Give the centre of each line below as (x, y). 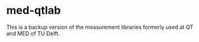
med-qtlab (34, 10)
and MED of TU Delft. (33, 33)
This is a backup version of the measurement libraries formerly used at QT (100, 27)
